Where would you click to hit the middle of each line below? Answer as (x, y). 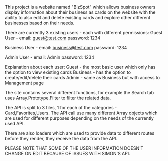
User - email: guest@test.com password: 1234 (53, 38)
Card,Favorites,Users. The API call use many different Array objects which (82, 113)
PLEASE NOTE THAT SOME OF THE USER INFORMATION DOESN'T (74, 148)
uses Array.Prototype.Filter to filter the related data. (58, 98)
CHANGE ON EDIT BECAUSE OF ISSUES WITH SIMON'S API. (68, 154)
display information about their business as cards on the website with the (80, 12)
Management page (24, 83)
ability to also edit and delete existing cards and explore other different (78, 18)
